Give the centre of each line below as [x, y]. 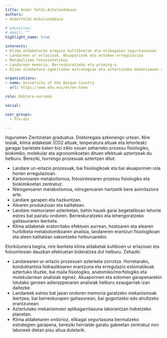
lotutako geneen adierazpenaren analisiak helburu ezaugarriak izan [81, 283]
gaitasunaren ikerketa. [35, 221]
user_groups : [19, 114]
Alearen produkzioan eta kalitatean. [49, 205]
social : [13, 105]
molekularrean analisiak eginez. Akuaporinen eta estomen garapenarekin [87, 277]
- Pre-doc [20, 119]
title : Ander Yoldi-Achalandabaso [41, 10]
